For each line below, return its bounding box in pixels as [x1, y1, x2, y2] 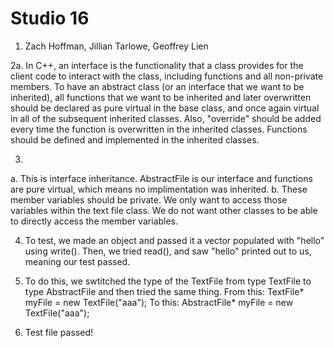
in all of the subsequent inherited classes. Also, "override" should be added [10, 112, 322, 124]
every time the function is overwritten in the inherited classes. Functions [10, 123, 308, 135]
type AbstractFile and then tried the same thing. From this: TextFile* [24, 285, 305, 297]
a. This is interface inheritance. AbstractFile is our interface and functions [10, 172, 313, 184]
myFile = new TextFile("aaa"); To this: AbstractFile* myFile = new [24, 296, 294, 308]
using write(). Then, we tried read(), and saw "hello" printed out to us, [24, 245, 312, 257]
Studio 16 [10, 7, 90, 30]
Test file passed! [24, 326, 93, 338]
